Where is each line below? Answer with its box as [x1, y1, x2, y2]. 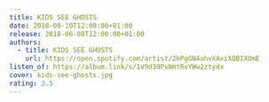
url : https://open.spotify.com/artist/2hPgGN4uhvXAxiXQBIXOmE [25, 54, 260, 63]
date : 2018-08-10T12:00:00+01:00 [9, 21, 133, 30]
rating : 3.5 [9, 79, 53, 88]
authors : [9, 37, 42, 47]
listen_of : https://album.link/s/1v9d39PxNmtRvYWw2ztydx [9, 63, 225, 72]
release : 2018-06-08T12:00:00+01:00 [9, 29, 145, 38]
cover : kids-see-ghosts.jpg [9, 71, 114, 80]
